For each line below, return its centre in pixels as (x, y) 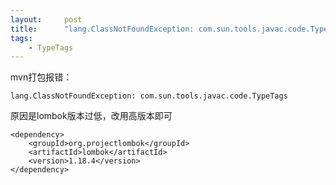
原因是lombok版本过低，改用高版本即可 (91, 116)
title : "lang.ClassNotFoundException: (102, 29)
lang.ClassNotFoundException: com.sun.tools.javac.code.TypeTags (149, 96)
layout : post (46, 19)
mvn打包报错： (41, 77)
